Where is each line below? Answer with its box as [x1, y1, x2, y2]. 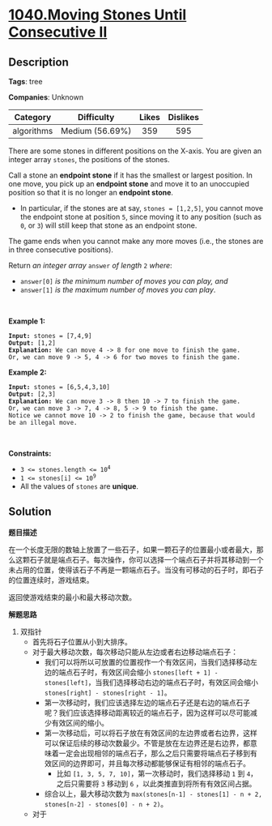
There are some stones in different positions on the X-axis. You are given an [8, 146, 262, 156]
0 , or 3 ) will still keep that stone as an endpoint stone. [19, 220, 198, 230]
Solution [8, 505, 52, 519]
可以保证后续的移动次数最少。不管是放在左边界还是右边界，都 [44, 738, 251, 747]
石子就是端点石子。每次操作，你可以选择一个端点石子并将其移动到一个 [29, 554, 264, 564]
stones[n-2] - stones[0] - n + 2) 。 [44, 798, 168, 808]
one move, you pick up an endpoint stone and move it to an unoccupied [8, 179, 249, 188]
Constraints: [8, 448, 52, 458]
